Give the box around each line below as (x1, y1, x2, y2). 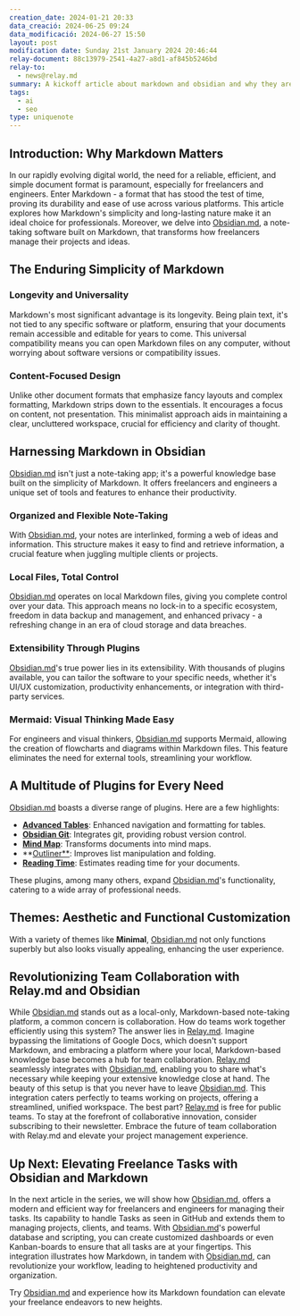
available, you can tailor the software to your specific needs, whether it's (9, 671, 277, 682)
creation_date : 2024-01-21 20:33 (9, 13, 134, 22)
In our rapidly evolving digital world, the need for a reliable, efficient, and (9, 169, 277, 180)
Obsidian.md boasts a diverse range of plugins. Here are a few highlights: (9, 802, 279, 813)
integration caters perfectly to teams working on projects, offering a (9, 1092, 259, 1103)
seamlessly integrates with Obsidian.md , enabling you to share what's (9, 1064, 266, 1075)
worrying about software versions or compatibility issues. (9, 347, 221, 358)
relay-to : (9, 63, 46, 72)
